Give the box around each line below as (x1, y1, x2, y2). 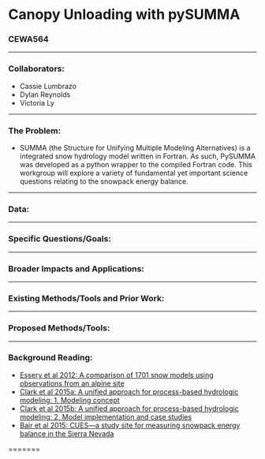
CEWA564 (8, 34, 49, 45)
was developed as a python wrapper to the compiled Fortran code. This (19, 160, 252, 170)
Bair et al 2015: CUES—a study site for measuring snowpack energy (19, 420, 241, 430)
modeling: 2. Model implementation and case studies (19, 412, 192, 421)
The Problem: (8, 125, 62, 136)
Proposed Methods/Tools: (8, 323, 110, 334)
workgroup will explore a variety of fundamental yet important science (19, 168, 248, 178)
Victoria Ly (19, 98, 55, 107)
